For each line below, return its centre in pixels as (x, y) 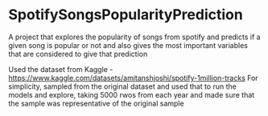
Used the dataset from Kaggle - (61, 69)
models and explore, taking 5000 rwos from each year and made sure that (132, 94)
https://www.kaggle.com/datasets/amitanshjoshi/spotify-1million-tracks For (134, 78)
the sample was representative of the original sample (96, 103)
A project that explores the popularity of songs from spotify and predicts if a (134, 37)
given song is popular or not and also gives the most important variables (128, 45)
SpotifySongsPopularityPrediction (126, 15)
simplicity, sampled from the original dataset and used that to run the (123, 86)
